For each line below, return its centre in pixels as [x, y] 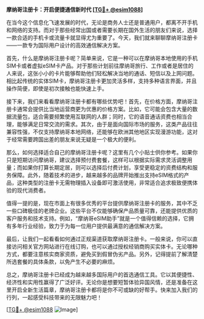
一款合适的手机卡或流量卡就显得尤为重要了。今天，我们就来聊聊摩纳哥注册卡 [102, 38]
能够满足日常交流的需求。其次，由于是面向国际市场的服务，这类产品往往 [107, 124]
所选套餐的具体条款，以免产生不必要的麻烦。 [62, 262]
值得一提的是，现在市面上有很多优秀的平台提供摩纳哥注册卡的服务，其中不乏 [102, 203]
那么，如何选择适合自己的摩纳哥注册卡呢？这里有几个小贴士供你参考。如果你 [102, 152]
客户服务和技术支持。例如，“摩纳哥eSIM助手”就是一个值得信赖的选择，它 [97, 218]
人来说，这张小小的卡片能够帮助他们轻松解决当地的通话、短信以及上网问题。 [102, 73]
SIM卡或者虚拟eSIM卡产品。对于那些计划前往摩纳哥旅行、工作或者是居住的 [100, 66]
